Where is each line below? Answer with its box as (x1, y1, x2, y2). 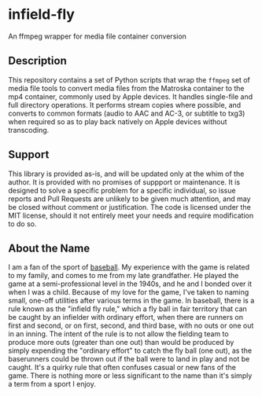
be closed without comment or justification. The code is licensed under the (8, 202, 252, 211)
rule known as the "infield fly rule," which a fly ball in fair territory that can (8, 304, 248, 313)
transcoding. (8, 125, 50, 134)
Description (8, 54, 67, 68)
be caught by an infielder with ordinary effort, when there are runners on (8, 313, 244, 322)
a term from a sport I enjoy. (8, 379, 97, 389)
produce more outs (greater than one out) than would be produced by (8, 338, 234, 347)
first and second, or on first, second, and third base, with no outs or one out (8, 321, 254, 331)
